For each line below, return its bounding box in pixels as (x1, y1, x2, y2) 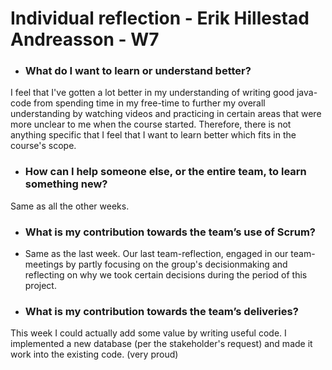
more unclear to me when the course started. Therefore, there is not (10, 118, 292, 131)
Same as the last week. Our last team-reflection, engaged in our (24, 248, 289, 260)
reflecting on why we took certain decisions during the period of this (24, 269, 308, 281)
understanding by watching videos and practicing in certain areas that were (10, 108, 322, 120)
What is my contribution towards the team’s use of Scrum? (24, 225, 317, 239)
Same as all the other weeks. (10, 200, 130, 212)
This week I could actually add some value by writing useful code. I (10, 327, 287, 339)
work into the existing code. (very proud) (10, 348, 179, 361)
